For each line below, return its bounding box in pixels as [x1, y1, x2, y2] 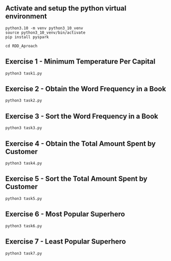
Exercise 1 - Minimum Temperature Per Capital [5, 57, 156, 66]
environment [5, 12, 47, 21]
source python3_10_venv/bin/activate [5, 30, 86, 35]
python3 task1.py [5, 71, 42, 76]
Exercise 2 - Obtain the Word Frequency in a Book [5, 85, 166, 93]
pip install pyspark [5, 34, 50, 40]
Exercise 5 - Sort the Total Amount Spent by [5, 174, 148, 183]
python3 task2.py [5, 98, 42, 103]
